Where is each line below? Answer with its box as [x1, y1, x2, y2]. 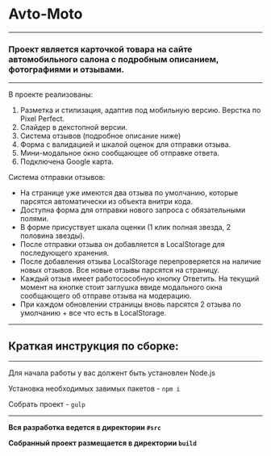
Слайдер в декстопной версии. [19, 123, 127, 132]
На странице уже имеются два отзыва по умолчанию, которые [19, 188, 239, 198]
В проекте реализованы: [8, 90, 94, 99]
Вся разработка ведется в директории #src [8, 423, 161, 433]
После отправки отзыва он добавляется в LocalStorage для [19, 240, 225, 249]
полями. [19, 214, 49, 224]
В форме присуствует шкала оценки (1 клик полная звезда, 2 [19, 223, 231, 232]
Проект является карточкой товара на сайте [8, 44, 193, 55]
